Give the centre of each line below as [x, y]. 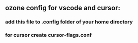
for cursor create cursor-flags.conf [48, 35]
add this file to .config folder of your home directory [69, 22]
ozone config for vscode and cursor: [63, 8]
